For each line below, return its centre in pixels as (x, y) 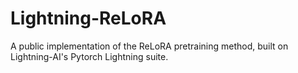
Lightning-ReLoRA (88, 18)
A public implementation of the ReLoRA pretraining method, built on (149, 46)
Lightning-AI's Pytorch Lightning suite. (89, 56)
